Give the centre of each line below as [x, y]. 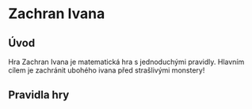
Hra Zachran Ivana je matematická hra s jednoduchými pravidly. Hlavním [126, 62]
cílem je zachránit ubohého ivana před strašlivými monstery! [107, 70]
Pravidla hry [39, 95]
